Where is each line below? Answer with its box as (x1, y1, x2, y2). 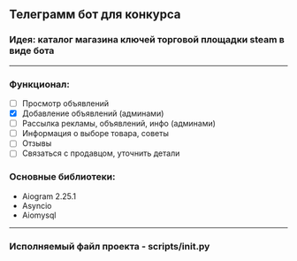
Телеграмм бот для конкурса (9, 7, 181, 22)
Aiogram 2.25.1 (21, 190, 77, 202)
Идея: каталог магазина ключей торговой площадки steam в (9, 34, 285, 46)
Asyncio (21, 200, 52, 211)
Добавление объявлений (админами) (21, 108, 164, 119)
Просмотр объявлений (21, 97, 109, 109)
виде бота (9, 44, 55, 57)
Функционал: (9, 78, 71, 90)
